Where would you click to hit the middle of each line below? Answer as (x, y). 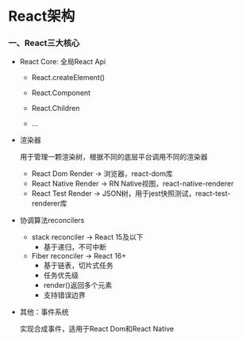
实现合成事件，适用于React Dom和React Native (97, 329)
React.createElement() (68, 78)
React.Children (56, 109)
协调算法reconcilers (52, 220)
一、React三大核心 (44, 43)
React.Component (61, 93)
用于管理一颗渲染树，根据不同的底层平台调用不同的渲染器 (113, 157)
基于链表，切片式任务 (78, 266)
